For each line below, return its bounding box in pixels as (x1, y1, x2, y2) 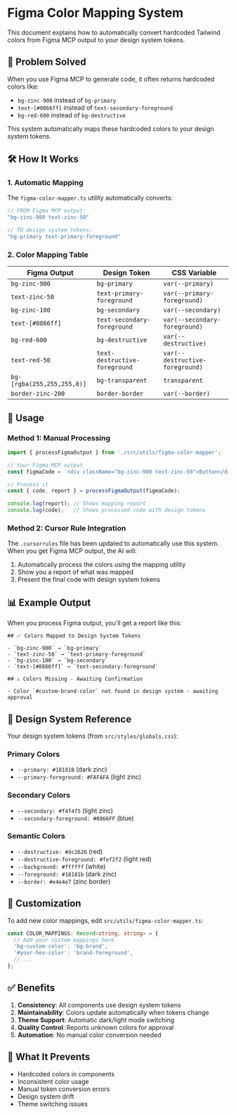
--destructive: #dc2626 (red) (17, 847, 103, 855)
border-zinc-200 (11, 390, 65, 398)
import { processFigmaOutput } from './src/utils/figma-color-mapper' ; (7, 449, 221, 456)
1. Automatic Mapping (7, 178, 84, 188)
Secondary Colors (7, 790, 71, 800)
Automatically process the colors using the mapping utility (17, 561, 186, 569)
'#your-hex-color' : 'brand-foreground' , (13, 950, 133, 957)
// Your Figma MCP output (7, 461, 83, 469)
